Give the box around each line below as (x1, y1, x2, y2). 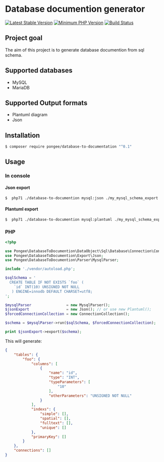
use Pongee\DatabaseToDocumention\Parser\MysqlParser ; (5, 257, 119, 263)
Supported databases (5, 66, 73, 75)
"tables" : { (14, 352, 38, 357)
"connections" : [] (14, 448, 51, 453)
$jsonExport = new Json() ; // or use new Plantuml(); (5, 307, 152, 312)
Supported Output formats (5, 99, 88, 107)
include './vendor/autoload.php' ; (5, 266, 76, 272)
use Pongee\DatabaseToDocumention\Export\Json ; (5, 253, 104, 258)
